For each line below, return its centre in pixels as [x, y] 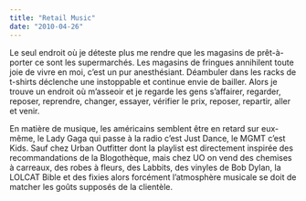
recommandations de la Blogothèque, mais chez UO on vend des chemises [151, 157]
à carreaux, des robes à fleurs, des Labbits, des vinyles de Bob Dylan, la [145, 167]
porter [21, 62]
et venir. [25, 111]
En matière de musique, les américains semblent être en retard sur [135, 128]
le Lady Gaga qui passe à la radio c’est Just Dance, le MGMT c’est [161, 138]
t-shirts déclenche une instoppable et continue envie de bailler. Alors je [143, 81]
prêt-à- [271, 52]
